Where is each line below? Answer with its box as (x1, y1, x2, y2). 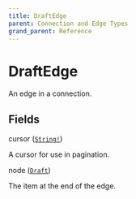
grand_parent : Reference (8, 27, 92, 35)
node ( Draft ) (8, 166, 51, 175)
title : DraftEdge (8, 11, 67, 20)
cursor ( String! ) (8, 134, 63, 144)
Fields (8, 112, 40, 126)
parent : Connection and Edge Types (8, 19, 129, 28)
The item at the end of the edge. (8, 181, 116, 191)
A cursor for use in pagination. (8, 149, 110, 159)
